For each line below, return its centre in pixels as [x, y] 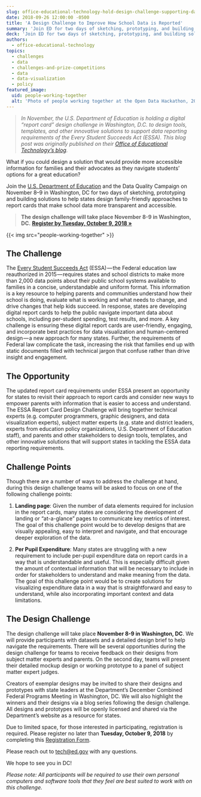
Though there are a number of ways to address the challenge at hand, [92, 481]
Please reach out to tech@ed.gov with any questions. [72, 751]
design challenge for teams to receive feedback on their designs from [92, 652]
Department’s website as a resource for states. [64, 715]
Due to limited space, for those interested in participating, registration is [95, 727]
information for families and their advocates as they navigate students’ [93, 168]
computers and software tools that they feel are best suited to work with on [99, 781]
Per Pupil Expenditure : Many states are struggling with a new [91, 549]
